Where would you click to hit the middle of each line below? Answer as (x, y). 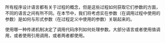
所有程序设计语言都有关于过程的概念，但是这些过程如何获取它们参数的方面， (83, 7)
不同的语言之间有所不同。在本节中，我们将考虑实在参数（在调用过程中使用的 (83, 13)
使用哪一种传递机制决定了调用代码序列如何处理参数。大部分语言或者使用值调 (83, 29)
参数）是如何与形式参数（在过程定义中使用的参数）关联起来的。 (70, 19)
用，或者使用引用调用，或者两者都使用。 (46, 36)
